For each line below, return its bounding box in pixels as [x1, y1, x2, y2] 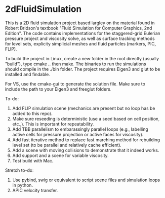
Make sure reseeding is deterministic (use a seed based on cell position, [12, 116, 160, 121]
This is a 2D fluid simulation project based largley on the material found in [5, 20, 155, 26]
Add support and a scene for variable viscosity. [12, 152, 109, 158]
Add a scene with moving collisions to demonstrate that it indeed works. [12, 147, 160, 153]
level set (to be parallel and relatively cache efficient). [12, 142, 122, 148]
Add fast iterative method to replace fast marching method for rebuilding [12, 137, 160, 143]
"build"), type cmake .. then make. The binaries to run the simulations [5, 61, 147, 67]
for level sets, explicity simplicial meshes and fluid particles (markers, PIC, [5, 40, 156, 46]
